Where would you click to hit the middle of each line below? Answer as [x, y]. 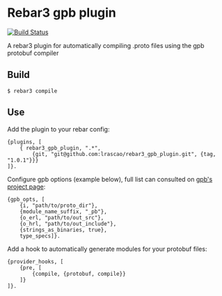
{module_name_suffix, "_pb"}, [64, 211]
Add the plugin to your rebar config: [58, 129]
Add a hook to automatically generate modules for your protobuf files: [107, 249]
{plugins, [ [24, 142]
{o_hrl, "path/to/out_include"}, [68, 224]
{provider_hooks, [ [35, 262]
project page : [26, 187]
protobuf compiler [33, 53]
